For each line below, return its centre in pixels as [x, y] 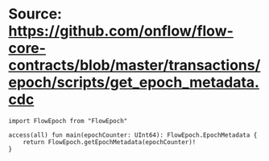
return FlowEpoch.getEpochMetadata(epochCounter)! [110, 142]
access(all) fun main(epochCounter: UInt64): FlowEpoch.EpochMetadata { [133, 135]
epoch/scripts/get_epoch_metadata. [134, 83]
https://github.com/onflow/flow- [121, 31]
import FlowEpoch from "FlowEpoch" [68, 121]
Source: [35, 14]
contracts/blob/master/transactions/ [134, 66]
